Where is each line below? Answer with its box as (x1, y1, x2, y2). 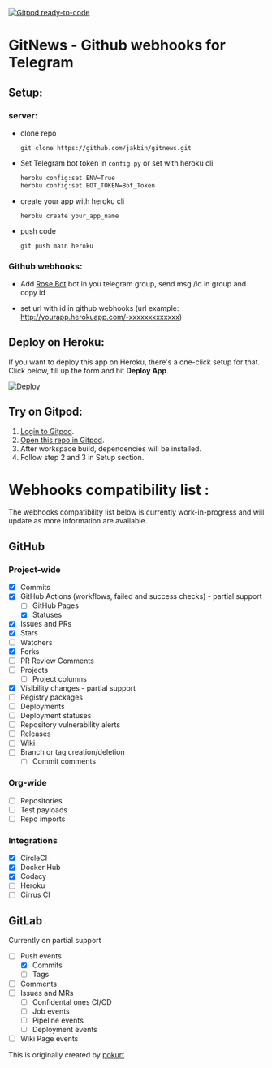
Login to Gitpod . (19, 426, 75, 436)
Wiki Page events (19, 1033, 79, 1043)
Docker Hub (19, 863, 61, 872)
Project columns (32, 674, 88, 683)
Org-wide (8, 777, 47, 789)
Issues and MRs (19, 988, 74, 997)
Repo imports (19, 814, 66, 824)
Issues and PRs (19, 619, 72, 629)
